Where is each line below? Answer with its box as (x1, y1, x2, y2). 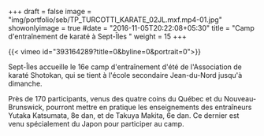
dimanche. (8, 79, 43, 88)
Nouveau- (223, 94, 257, 103)
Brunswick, (8, 102, 45, 112)
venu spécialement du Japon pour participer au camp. (8, 119, 184, 128)
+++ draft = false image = (8, 7, 92, 16)
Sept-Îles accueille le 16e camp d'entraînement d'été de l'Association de (8, 62, 242, 72)
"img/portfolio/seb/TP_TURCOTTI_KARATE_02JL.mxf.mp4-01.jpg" (8, 15, 222, 24)
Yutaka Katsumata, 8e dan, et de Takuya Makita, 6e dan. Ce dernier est (8, 111, 240, 120)
